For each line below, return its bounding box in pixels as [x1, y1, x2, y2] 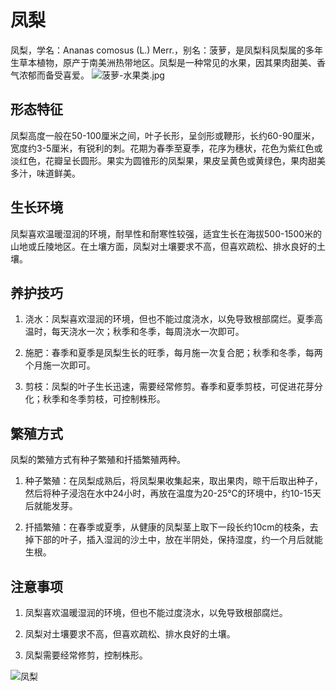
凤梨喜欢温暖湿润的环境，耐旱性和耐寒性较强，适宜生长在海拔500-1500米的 [10, 227, 323, 240]
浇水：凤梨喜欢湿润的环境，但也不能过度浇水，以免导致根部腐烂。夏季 [24, 313, 315, 325]
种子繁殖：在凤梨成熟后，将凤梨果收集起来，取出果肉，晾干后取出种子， [24, 475, 323, 487]
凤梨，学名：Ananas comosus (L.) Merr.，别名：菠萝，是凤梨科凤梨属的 [10, 44, 307, 56]
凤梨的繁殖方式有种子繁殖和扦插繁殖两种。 [10, 454, 186, 466]
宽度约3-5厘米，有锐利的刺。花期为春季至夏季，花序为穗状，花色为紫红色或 [10, 142, 323, 154]
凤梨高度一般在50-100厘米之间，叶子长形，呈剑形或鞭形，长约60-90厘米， [10, 129, 320, 141]
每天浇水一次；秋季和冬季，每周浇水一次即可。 [51, 326, 245, 338]
